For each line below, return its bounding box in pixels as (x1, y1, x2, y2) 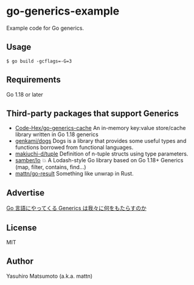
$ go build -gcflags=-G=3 (6, 58, 72, 64)
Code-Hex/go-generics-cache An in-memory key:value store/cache (15, 125, 186, 132)
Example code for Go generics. (6, 24, 84, 32)
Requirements (6, 75, 61, 85)
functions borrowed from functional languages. (15, 144, 134, 151)
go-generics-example (6, 4, 120, 18)
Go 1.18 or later (6, 91, 44, 98)
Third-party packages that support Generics (6, 108, 179, 118)
